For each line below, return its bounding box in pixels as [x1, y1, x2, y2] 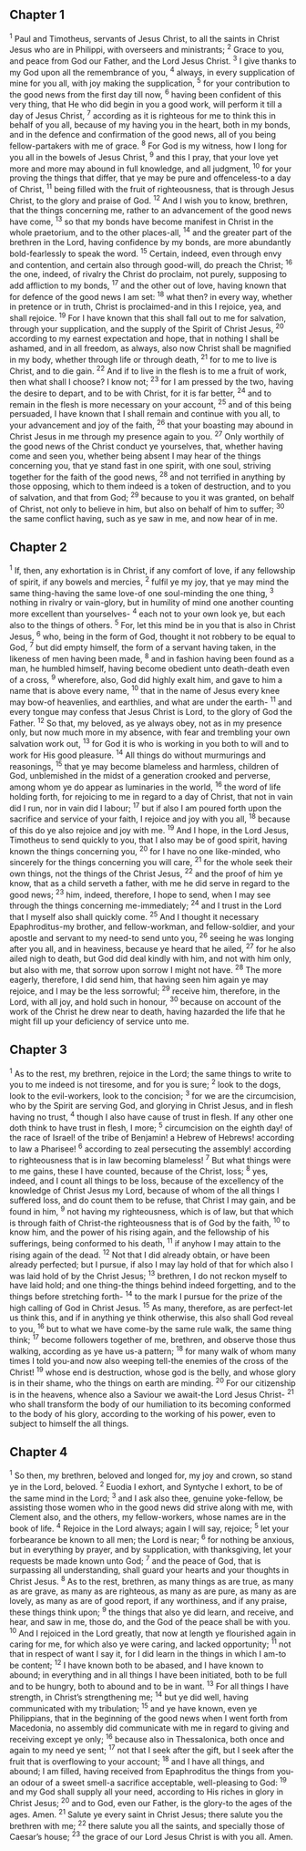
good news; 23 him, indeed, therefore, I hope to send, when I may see [9, 887, 271, 900]
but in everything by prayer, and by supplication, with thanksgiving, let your [9, 1544, 292, 1555]
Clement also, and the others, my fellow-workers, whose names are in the [9, 1512, 287, 1523]
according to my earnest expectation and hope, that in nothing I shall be [9, 333, 280, 344]
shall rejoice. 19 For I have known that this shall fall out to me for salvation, [9, 310, 287, 323]
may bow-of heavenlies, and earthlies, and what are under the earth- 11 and [9, 695, 293, 708]
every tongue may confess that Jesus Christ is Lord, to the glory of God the [9, 706, 293, 717]
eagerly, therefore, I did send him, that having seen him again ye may [9, 974, 269, 985]
